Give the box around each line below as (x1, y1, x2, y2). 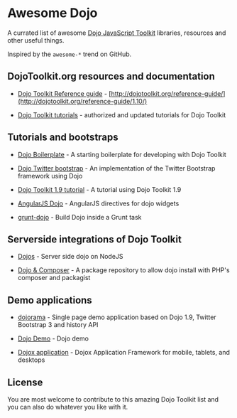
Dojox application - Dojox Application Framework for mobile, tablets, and (17, 348, 231, 357)
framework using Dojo (17, 171, 83, 180)
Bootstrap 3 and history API (17, 321, 99, 329)
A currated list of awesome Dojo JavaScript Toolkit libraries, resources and (7, 28, 226, 37)
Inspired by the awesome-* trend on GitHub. (7, 50, 132, 58)
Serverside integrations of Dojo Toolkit (7, 233, 182, 245)
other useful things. (7, 36, 65, 44)
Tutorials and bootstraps (7, 132, 118, 144)
